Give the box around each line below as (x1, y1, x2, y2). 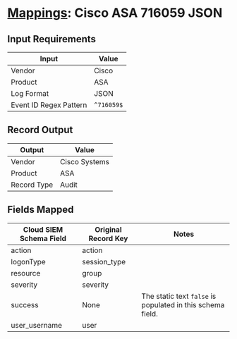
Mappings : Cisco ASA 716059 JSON (7, 5, 223, 21)
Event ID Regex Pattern (11, 100, 87, 110)
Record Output (7, 124, 73, 136)
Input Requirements (7, 33, 97, 45)
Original (95, 224, 122, 234)
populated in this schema (141, 300, 225, 309)
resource (11, 268, 41, 278)
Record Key (88, 233, 128, 243)
